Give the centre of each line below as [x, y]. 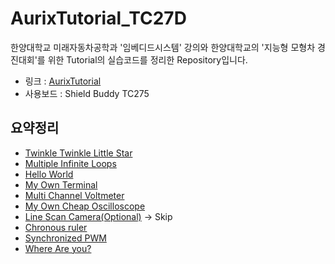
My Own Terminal [61, 184]
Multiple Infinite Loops [70, 163]
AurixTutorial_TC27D [98, 18]
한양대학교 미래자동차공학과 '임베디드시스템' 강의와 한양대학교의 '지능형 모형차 [163, 47]
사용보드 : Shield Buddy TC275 [87, 93]
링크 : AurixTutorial [63, 81]
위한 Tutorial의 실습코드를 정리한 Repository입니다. [147, 59]
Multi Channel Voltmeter [74, 195]
